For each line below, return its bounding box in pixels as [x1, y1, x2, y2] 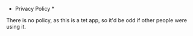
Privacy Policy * [14, 5, 55, 12]
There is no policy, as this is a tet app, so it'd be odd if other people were [6, 17, 188, 23]
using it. [6, 23, 26, 30]
